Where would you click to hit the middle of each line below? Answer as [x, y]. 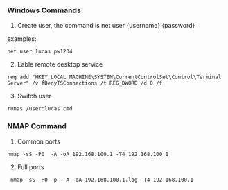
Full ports [30, 167]
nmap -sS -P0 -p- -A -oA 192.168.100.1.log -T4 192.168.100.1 [102, 180]
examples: [22, 39]
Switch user [34, 96]
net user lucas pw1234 [40, 52]
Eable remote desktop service [60, 64]
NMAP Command [37, 126]
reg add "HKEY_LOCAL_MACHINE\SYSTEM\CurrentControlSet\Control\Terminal [114, 77]
